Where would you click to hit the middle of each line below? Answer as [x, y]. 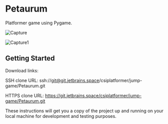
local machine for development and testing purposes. [61, 116]
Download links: [22, 70]
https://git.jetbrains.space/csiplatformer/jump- [93, 95]
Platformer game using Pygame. [39, 23]
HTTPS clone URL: [25, 95]
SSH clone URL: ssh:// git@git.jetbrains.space [52, 80]
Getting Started [30, 58]
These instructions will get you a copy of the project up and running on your [84, 111]
